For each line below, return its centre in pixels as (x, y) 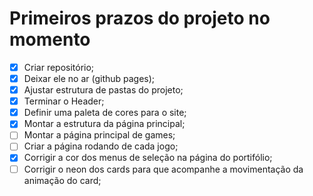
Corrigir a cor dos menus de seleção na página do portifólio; (148, 158)
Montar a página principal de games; (99, 135)
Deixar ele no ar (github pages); (89, 78)
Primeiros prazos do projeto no (140, 18)
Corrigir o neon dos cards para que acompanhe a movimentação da (163, 169)
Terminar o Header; (64, 101)
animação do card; (62, 180)
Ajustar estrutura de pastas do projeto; (103, 90)
